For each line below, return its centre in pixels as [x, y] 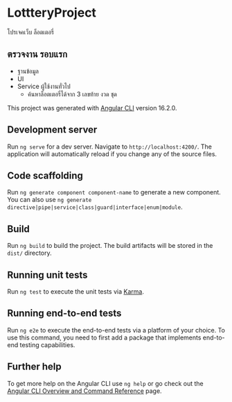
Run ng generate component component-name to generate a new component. [114, 192]
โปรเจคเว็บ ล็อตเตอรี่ [30, 32]
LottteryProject [52, 13]
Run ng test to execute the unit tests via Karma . [75, 292]
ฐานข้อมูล [28, 71]
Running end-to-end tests [64, 313]
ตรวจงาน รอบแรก [37, 55]
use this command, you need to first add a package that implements [104, 337]
